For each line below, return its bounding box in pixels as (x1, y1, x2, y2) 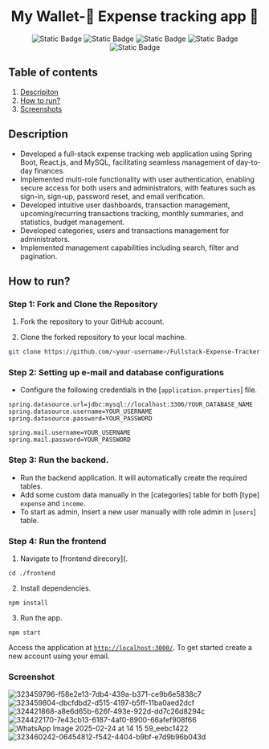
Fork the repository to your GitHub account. (19, 317, 165, 326)
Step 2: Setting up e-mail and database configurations (8, 367, 225, 379)
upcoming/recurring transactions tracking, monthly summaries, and (19, 208, 244, 218)
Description (8, 128, 68, 141)
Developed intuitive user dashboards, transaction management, (19, 200, 230, 210)
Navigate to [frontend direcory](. (19, 554, 128, 563)
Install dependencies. (19, 583, 92, 593)
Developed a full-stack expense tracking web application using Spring (19, 149, 253, 158)
